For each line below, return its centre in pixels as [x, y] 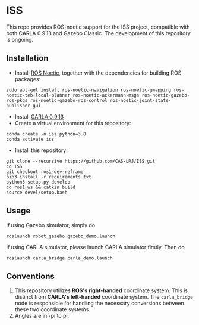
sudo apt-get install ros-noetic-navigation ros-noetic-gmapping [89, 90]
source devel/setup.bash [37, 192]
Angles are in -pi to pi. [42, 316]
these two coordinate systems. [53, 309]
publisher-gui [24, 106]
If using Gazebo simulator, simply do [51, 225]
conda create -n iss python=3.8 [46, 134]
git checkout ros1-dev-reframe [45, 171]
